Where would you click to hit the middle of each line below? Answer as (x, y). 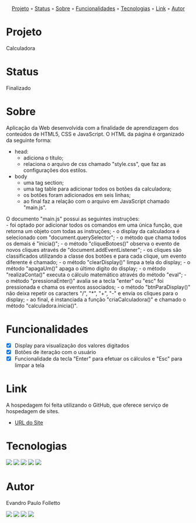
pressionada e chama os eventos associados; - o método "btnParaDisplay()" (98, 287)
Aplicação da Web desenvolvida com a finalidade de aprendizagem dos (92, 127)
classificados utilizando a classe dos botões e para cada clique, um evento (96, 256)
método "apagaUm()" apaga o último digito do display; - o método (86, 268)
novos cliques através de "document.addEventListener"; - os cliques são (94, 250)
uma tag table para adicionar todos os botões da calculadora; (97, 189)
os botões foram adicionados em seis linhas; (77, 195)
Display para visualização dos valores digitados (72, 345)
